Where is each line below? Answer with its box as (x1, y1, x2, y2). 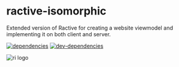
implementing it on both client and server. (6, 30, 111, 37)
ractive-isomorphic (6, 4, 107, 18)
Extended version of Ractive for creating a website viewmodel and (6, 24, 174, 31)
